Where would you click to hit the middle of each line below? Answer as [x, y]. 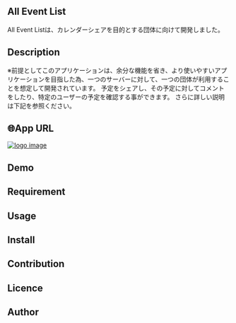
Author [23, 312]
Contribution [36, 264]
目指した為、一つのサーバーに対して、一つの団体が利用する [137, 79]
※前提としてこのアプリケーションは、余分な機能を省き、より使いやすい [111, 70]
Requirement [36, 192]
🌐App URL [31, 129]
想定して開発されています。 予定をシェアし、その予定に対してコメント [122, 88]
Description [34, 52]
